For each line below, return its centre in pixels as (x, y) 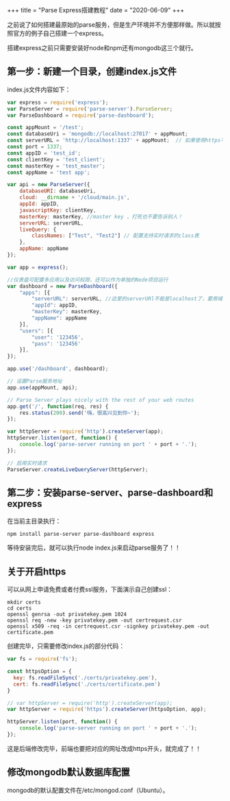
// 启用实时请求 (27, 463)
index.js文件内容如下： (39, 89)
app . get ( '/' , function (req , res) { (58, 406)
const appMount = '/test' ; (46, 128)
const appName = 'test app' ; (49, 172)
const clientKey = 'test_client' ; (56, 159)
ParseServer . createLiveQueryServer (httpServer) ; (78, 469)
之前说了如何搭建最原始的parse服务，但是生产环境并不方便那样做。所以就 (111, 25)
